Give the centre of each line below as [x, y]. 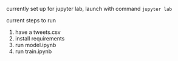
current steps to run [31, 20]
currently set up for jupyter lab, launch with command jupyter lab [89, 9]
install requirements [40, 38]
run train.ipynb [33, 51]
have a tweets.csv [38, 32]
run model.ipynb [36, 45]
